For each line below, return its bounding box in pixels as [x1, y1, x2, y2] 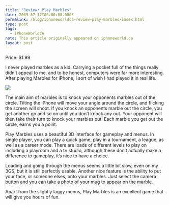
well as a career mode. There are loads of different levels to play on [5, 142, 147, 148]
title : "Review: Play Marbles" [5, 7, 72, 13]
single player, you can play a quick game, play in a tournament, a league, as [5, 136, 164, 143]
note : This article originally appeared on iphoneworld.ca [5, 36, 133, 41]
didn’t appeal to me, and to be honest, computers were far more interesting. [5, 70, 164, 76]
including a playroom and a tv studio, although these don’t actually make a [5, 147, 161, 153]
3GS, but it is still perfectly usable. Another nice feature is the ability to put [5, 168, 161, 174]
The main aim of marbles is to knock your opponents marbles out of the [5, 94, 156, 100]
